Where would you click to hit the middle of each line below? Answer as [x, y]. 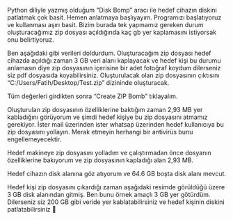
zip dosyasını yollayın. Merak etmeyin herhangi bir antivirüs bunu [100, 132]
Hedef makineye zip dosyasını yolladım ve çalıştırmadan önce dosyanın [110, 153]
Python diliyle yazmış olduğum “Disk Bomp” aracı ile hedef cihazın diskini [112, 10]
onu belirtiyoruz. [31, 40]
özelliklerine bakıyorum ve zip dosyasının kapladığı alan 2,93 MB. [100, 160]
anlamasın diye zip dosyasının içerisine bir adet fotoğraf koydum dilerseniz [114, 68]
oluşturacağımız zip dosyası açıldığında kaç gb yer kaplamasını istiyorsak [112, 32]
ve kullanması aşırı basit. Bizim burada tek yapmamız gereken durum [105, 25]
